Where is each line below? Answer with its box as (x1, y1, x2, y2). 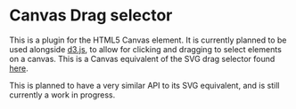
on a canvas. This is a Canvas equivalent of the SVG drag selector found (9, 53, 275, 64)
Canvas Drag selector (9, 5, 173, 26)
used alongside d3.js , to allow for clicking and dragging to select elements (9, 43, 283, 54)
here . (9, 63, 29, 74)
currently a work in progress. (9, 90, 116, 100)
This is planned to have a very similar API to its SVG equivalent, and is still (9, 80, 280, 90)
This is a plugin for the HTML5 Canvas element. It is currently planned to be (9, 35, 287, 45)
